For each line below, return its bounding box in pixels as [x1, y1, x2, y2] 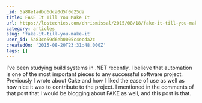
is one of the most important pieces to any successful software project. [6, 70, 183, 78]
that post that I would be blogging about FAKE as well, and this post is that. [6, 89, 191, 96]
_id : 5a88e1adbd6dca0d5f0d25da [6, 8, 85, 15]
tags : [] [6, 48, 28, 54]
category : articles [6, 25, 55, 32]
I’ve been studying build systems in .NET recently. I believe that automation [6, 64, 192, 71]
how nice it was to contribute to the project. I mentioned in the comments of [6, 83, 194, 90]
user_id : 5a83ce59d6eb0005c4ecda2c [6, 37, 96, 43]
